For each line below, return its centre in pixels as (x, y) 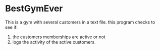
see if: (12, 27)
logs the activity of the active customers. (54, 42)
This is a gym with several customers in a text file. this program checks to (80, 22)
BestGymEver (34, 9)
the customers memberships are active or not (59, 37)
